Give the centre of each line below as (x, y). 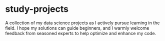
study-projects (37, 9)
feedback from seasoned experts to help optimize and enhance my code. (81, 33)
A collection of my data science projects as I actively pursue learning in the (82, 23)
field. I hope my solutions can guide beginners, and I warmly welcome (77, 28)
